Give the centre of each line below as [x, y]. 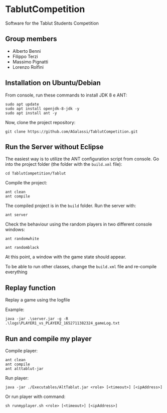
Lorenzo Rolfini [28, 67]
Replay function [31, 288]
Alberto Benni [27, 51]
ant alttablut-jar [24, 369]
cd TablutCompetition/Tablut [36, 174]
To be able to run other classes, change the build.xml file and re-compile [81, 267]
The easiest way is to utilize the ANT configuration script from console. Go [82, 159]
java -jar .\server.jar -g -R [37, 319]
